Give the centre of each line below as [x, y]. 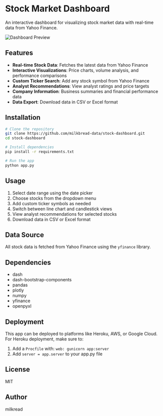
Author [16, 397]
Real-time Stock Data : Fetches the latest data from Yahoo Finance [80, 65]
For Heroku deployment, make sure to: [44, 339]
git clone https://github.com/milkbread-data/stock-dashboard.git [75, 134]
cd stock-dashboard [25, 138]
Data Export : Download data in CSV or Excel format [65, 102]
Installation [23, 118]
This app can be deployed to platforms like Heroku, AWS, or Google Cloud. [81, 333]
